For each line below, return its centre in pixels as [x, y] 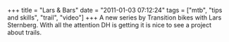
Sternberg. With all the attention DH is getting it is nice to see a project [110, 25]
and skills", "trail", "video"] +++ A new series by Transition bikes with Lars [114, 17]
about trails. [25, 32]
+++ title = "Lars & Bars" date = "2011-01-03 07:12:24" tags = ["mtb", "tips [115, 10]
